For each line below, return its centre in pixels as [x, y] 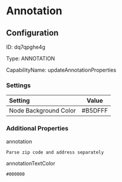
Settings [19, 85]
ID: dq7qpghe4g [26, 47]
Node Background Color [43, 111]
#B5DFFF [95, 111]
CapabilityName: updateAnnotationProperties [61, 70]
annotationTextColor [31, 163]
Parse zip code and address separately [55, 152]
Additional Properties [37, 129]
